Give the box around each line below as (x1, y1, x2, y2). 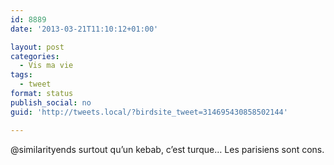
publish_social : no (10, 97, 92, 108)
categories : (10, 51, 60, 61)
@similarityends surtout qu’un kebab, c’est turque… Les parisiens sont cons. (10, 143, 325, 155)
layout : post (10, 42, 65, 52)
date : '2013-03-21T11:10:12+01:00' (10, 24, 159, 34)
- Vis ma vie (19, 61, 74, 71)
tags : (10, 70, 33, 80)
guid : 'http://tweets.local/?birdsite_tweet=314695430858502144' (10, 107, 288, 117)
